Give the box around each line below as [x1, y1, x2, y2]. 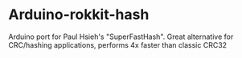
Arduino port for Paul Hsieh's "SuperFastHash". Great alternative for [8, 32, 234, 41]
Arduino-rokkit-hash [8, 6, 150, 24]
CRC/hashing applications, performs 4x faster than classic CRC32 [8, 40, 228, 49]
